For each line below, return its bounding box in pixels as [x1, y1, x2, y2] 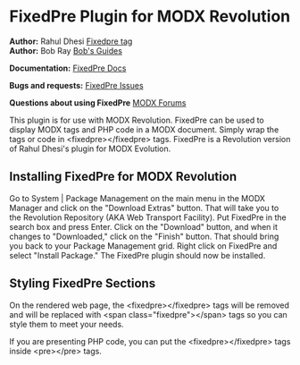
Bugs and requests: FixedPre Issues [9, 80, 145, 90]
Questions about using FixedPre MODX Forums [9, 97, 187, 108]
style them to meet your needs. [9, 318, 124, 329]
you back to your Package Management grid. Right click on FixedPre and [9, 240, 278, 251]
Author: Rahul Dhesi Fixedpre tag [9, 36, 133, 47]
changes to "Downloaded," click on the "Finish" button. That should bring [9, 231, 279, 242]
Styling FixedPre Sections [9, 276, 156, 292]
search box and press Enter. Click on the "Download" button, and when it [9, 221, 279, 232]
